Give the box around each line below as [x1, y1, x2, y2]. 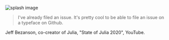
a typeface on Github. [17, 20, 63, 25]
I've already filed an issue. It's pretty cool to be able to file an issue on [17, 14, 164, 20]
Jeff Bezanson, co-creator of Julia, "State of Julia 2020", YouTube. [5, 29, 145, 35]
